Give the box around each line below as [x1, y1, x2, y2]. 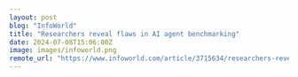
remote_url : [9, 54, 53, 63]
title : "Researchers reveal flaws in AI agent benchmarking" [9, 29, 240, 38]
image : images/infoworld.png [9, 46, 117, 55]
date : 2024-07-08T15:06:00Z [9, 37, 114, 47]
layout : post [9, 12, 58, 22]
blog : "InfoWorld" [9, 21, 77, 30]
